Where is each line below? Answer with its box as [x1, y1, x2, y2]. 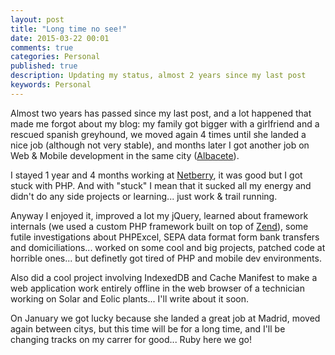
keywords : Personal [10, 80, 92, 90]
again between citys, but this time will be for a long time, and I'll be [10, 322, 286, 335]
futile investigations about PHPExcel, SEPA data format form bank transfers [10, 231, 320, 243]
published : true [10, 61, 78, 71]
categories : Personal [10, 52, 101, 62]
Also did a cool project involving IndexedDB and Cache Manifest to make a [10, 271, 318, 283]
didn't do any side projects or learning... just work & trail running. [10, 190, 278, 202]
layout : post [10, 14, 65, 25]
